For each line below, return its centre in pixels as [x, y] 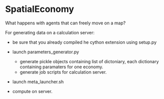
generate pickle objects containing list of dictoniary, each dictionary [89, 61]
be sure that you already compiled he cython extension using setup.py [84, 42]
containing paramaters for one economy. [61, 67]
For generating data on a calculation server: [50, 32]
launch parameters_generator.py [46, 52]
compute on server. [32, 91]
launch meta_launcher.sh [38, 82]
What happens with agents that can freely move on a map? [65, 23]
